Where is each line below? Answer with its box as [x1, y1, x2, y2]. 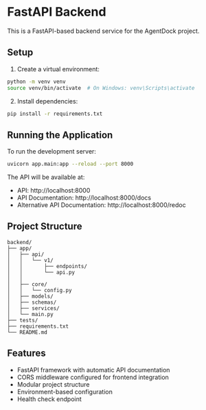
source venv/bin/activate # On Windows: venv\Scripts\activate [7, 84, 195, 91]
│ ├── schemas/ [7, 299, 57, 306]
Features [7, 348, 46, 359]
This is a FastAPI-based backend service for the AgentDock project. [7, 27, 200, 35]
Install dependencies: [16, 97, 78, 105]
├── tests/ [7, 317, 38, 324]
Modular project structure [16, 380, 90, 388]
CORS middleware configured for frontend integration [16, 373, 170, 381]
